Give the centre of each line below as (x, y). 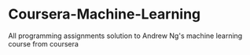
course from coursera (43, 43)
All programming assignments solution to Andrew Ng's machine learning (125, 36)
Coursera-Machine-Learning (105, 14)
